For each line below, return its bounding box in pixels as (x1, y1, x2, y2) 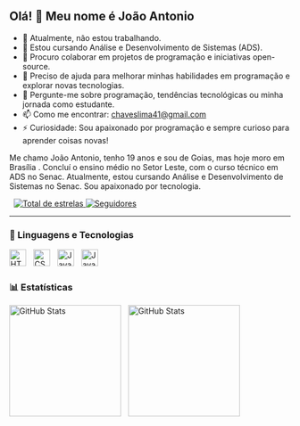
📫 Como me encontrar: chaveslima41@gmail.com (21, 109, 207, 119)
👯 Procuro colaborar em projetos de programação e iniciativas (21, 51, 252, 62)
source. (21, 61, 51, 71)
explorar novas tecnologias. (21, 79, 125, 90)
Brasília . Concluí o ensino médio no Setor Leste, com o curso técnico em (9, 161, 279, 172)
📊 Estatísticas (9, 282, 73, 294)
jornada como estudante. (21, 99, 115, 110)
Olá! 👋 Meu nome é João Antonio (9, 9, 195, 24)
